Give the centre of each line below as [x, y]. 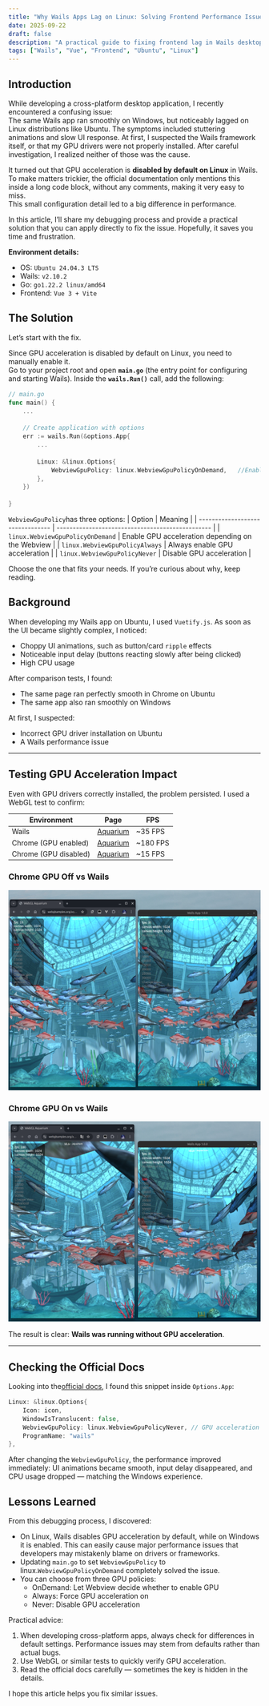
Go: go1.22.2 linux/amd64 [62, 284]
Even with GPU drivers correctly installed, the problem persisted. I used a [129, 793]
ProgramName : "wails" [58, 1436]
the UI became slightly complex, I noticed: [78, 630]
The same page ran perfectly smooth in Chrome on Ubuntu [117, 693]
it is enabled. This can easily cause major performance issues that [129, 1545]
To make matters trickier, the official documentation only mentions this [124, 178]
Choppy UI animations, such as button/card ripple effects [116, 645]
